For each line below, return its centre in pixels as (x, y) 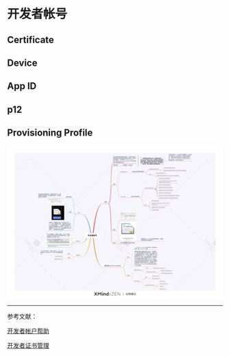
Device (22, 63)
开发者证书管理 (28, 345)
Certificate (31, 39)
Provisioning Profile (50, 133)
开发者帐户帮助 (28, 331)
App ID (22, 86)
